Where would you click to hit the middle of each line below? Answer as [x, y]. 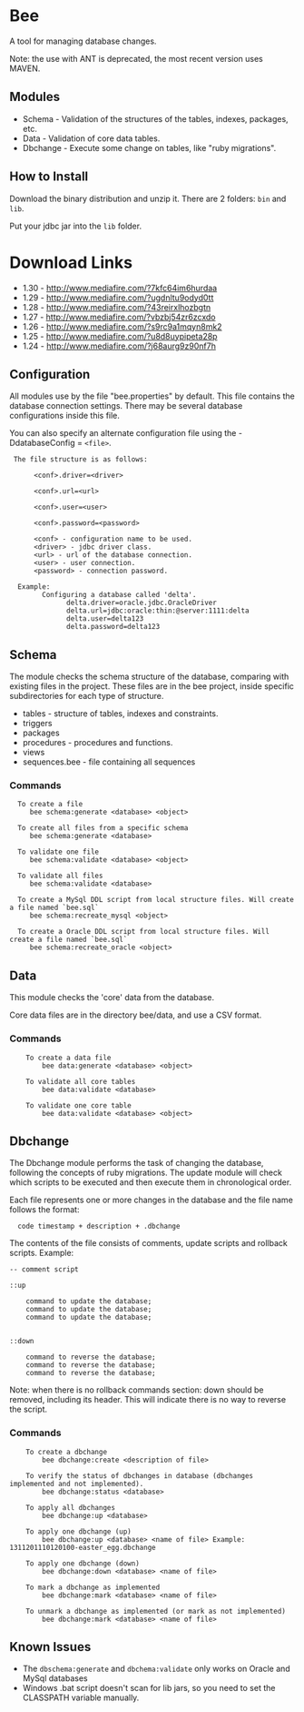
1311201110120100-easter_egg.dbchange [83, 1547]
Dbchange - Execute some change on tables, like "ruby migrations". [149, 147]
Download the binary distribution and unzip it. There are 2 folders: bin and [148, 198]
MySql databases [55, 1678]
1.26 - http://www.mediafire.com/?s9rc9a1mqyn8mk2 [122, 326]
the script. [29, 1409]
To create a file [50, 805]
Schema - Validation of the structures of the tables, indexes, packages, [155, 118]
